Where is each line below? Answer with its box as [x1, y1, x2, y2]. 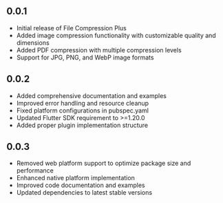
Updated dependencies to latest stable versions [16, 188, 153, 197]
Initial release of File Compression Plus [16, 23, 127, 32]
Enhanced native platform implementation [16, 174, 135, 182]
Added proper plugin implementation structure [16, 121, 149, 129]
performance [16, 166, 54, 175]
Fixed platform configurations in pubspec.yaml [16, 106, 149, 115]
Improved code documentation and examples [16, 181, 145, 189]
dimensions [16, 38, 50, 47]
